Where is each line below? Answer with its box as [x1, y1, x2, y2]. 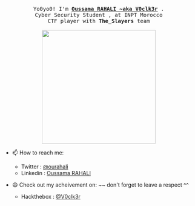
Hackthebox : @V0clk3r [21, 193, 81, 200]
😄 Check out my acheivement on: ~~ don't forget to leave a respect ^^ [12, 181, 189, 188]
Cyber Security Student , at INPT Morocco [35, 12, 163, 18]
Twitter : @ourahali [21, 163, 68, 170]
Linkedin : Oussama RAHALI [21, 170, 91, 176]
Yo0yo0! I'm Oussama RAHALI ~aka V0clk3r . [33, 5, 165, 12]
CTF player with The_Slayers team [47, 18, 150, 24]
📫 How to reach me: [12, 149, 64, 156]
